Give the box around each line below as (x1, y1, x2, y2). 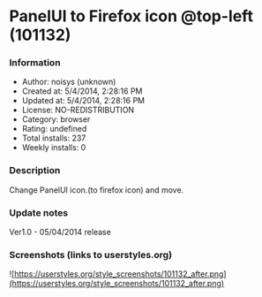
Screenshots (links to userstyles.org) (9, 249, 173, 261)
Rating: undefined (21, 124, 87, 134)
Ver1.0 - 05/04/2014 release (9, 227, 112, 238)
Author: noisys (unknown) (21, 77, 116, 88)
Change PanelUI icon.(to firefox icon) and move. (9, 184, 184, 195)
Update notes (9, 206, 69, 218)
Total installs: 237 (21, 133, 86, 143)
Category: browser (21, 114, 91, 125)
